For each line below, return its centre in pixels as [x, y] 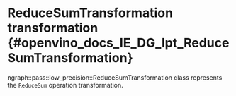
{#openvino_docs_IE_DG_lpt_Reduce [118, 43]
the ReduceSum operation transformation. [66, 85]
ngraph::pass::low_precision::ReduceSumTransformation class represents [115, 77]
